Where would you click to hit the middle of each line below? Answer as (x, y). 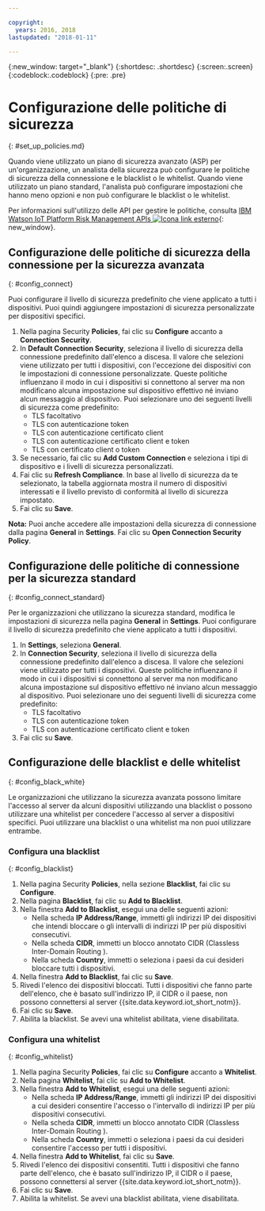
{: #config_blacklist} (41, 869)
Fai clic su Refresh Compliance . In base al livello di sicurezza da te (129, 475)
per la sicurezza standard (72, 578)
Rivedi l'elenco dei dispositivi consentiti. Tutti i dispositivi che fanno (129, 1165)
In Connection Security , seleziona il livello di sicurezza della (118, 653)
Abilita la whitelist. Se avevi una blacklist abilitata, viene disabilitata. (129, 1198)
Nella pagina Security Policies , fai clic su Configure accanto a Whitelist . (138, 1072)
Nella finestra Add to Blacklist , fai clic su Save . (97, 977)
